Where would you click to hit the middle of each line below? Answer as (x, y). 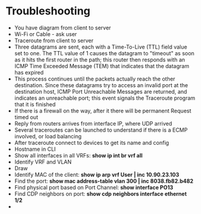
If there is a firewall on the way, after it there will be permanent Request (103, 111)
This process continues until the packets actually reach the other (95, 79)
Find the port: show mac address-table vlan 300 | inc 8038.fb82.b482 (104, 181)
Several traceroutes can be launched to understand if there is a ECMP (101, 130)
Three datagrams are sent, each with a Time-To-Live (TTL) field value (101, 47)
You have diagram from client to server (63, 28)
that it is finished (35, 104)
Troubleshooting (48, 11)
